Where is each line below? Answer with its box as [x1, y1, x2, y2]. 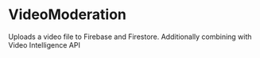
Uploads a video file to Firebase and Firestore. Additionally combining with [8, 32, 252, 41]
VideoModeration [8, 6, 127, 24]
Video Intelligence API [8, 40, 81, 49]
